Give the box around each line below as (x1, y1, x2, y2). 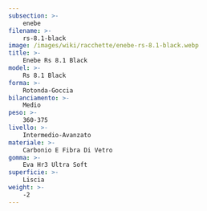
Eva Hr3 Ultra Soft (22, 161, 88, 169)
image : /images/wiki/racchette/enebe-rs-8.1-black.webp (8, 42, 199, 50)
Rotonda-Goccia (22, 86, 74, 95)
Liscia (22, 176, 45, 185)
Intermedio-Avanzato (22, 131, 91, 139)
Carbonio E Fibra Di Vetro (22, 146, 113, 154)
